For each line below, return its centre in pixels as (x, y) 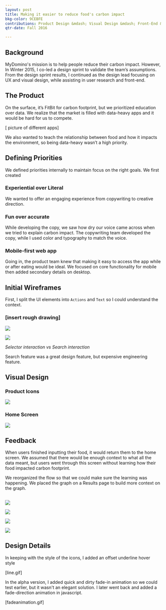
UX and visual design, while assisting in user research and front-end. (75, 80)
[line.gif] (14, 572)
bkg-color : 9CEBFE (24, 19)
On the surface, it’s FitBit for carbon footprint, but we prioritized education (81, 107)
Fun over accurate (27, 217)
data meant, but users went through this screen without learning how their (81, 463)
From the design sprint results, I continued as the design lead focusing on (80, 75)
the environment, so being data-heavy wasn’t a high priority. (67, 142)
